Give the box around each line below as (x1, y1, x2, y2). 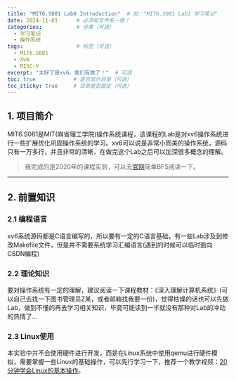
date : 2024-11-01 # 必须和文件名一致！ (7, 17, 130, 24)
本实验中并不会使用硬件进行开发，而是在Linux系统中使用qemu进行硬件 (7, 349, 212, 357)
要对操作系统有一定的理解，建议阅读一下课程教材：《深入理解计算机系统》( (7, 286, 223, 295)
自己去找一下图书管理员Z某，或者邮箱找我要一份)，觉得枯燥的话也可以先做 (13, 295, 229, 303)
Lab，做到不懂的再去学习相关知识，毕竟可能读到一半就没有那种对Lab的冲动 (7, 304, 226, 312)
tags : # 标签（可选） (7, 43, 114, 50)
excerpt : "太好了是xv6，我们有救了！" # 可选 (7, 69, 132, 76)
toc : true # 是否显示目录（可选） (7, 75, 132, 83)
